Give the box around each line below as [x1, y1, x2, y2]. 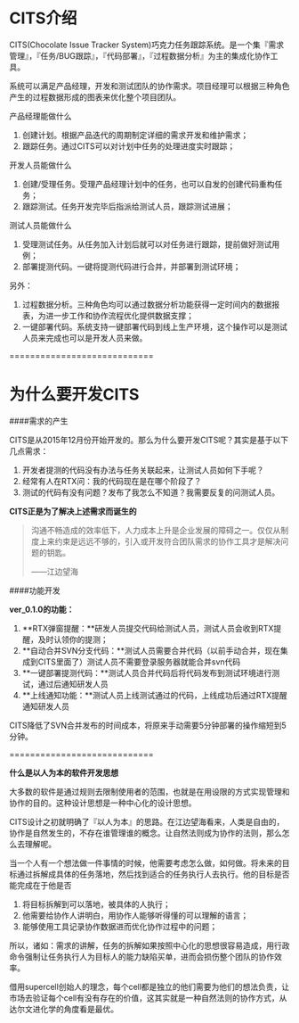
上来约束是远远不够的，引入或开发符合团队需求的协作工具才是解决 [38, 536, 281, 547]
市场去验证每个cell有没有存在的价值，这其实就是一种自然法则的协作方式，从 [9, 992, 287, 1003]
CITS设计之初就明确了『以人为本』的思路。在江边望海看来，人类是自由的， [9, 816, 285, 827]
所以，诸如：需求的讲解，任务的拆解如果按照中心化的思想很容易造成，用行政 [9, 940, 290, 951]
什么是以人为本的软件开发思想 [9, 767, 118, 778]
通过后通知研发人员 [37, 679, 109, 689]
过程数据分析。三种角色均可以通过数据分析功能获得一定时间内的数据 [21, 299, 272, 309]
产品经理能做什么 [9, 111, 72, 121]
